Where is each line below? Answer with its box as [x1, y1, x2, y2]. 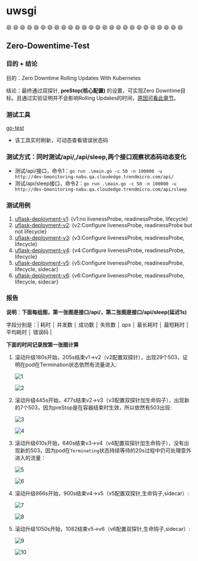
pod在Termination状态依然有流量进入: [25, 361, 117, 368]
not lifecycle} [14, 228, 47, 235]
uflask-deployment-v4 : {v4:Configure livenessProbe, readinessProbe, [14, 247, 185, 254]
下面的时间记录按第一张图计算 [6, 341, 79, 348]
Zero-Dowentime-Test [6, 41, 90, 51]
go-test [6, 124, 24, 131]
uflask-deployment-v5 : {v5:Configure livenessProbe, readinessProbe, [14, 259, 184, 266]
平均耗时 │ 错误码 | [6, 328, 52, 336]
